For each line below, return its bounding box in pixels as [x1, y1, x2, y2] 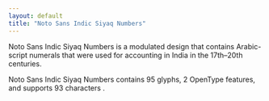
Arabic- [236, 41, 262, 51]
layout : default [8, 11, 63, 20]
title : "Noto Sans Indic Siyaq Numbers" [8, 19, 147, 27]
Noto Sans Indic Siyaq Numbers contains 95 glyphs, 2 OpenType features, [8, 74, 256, 84]
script [8, 50, 28, 60]
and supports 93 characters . [8, 82, 105, 93]
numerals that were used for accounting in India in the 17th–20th [29, 50, 243, 60]
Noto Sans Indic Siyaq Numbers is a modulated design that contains [8, 41, 235, 51]
